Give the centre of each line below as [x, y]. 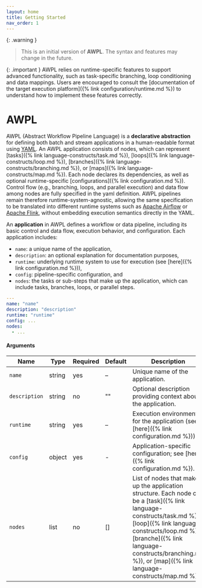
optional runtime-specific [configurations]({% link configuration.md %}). [96, 181]
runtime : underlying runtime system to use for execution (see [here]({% [103, 262]
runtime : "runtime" [31, 315]
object [58, 457]
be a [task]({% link [158, 501]
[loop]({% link [152, 523]
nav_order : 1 [23, 23]
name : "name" [23, 304]
